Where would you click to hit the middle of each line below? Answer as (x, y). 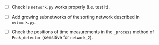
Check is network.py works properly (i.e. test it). (61, 7)
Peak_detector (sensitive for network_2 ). (52, 37)
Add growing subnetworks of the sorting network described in (76, 17)
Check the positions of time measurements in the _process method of (83, 32)
